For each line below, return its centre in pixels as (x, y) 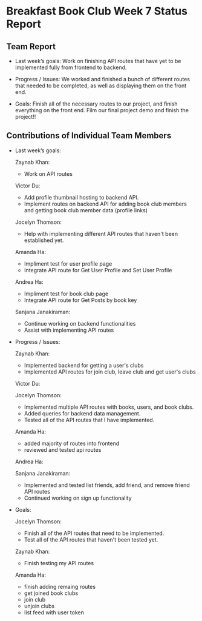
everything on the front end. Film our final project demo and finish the (102, 110)
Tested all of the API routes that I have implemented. (89, 420)
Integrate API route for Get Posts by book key (80, 300)
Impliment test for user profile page (68, 264)
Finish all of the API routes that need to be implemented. (94, 533)
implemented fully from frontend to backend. (71, 67)
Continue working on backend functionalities (80, 323)
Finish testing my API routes (59, 563)
